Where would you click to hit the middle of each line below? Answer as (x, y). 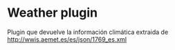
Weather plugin (53, 13)
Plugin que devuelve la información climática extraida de (88, 32)
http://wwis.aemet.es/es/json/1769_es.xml (67, 39)
